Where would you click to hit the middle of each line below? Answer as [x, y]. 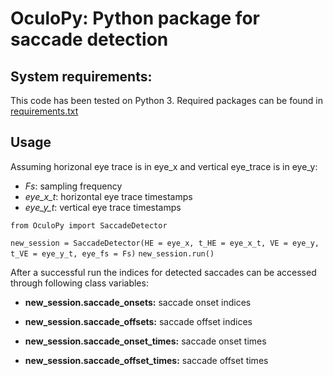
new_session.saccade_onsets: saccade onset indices [138, 302]
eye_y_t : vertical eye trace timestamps [103, 207]
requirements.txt [44, 111]
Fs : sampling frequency [73, 186]
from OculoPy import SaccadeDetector [89, 225]
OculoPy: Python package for [135, 18]
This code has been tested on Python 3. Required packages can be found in [167, 100]
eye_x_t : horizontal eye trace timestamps [108, 196]
